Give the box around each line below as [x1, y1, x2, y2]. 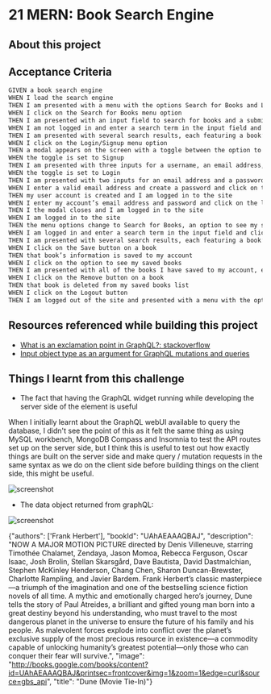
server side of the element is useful [19, 401, 139, 412]
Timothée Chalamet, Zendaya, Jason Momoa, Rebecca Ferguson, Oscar [8, 548, 248, 558]
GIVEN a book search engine [8, 86, 103, 94]
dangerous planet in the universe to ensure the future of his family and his [8, 617, 254, 626]
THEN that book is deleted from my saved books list [8, 281, 190, 289]
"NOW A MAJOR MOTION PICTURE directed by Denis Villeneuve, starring [8, 540, 253, 550]
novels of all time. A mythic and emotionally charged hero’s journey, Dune [8, 591, 252, 601]
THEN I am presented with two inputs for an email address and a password [8, 176, 265, 185]
